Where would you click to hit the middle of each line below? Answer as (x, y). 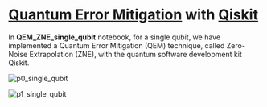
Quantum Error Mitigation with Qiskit (133, 15)
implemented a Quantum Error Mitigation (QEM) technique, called (117, 45)
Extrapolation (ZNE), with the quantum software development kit (136, 54)
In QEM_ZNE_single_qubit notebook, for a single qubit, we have (115, 37)
